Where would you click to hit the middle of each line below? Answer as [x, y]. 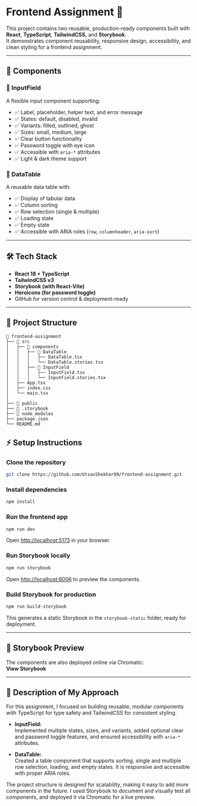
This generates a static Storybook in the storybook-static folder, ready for [96, 618]
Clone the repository [36, 462]
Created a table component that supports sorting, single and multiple [98, 761]
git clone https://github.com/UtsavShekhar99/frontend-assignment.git [94, 475]
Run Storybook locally [38, 556]
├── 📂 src [18, 341]
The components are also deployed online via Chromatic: [75, 662]
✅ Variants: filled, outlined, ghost [54, 125]
